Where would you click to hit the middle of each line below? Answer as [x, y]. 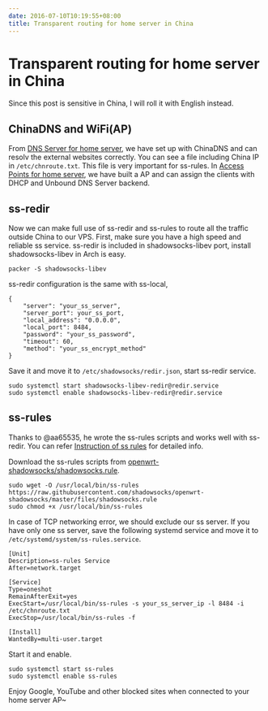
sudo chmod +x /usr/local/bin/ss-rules [76, 506]
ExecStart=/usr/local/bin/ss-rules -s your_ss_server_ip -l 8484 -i [126, 603]
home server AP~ [38, 700]
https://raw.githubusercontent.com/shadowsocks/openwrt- [106, 492]
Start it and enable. [40, 654]
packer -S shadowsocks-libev [57, 269]
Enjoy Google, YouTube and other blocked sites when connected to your [129, 691]
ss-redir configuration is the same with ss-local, [88, 284]
